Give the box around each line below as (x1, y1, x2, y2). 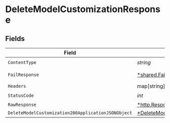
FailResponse (8, 72, 39, 78)
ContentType (8, 59, 37, 65)
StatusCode (8, 92, 34, 98)
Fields (5, 34, 25, 43)
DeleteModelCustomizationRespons (5, 4, 161, 15)
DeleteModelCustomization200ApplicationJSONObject (8, 110, 133, 115)
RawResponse (8, 102, 37, 107)
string (137, 59, 151, 66)
